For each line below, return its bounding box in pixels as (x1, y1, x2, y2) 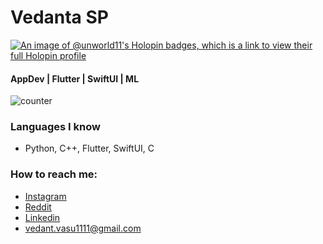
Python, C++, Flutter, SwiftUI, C (24, 142, 155, 155)
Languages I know (10, 120, 101, 134)
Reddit (24, 201, 52, 213)
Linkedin (24, 211, 61, 223)
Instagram (24, 190, 67, 202)
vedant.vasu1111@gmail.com (24, 222, 142, 234)
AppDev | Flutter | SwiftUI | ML (10, 72, 140, 85)
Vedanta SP (10, 6, 109, 29)
